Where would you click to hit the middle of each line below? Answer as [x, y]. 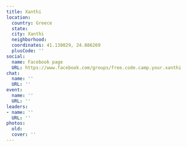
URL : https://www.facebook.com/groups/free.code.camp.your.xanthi [97, 67]
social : [16, 56]
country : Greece [32, 23]
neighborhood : [29, 40]
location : [19, 17]
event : [14, 90]
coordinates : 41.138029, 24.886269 [56, 46]
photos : [16, 124]
